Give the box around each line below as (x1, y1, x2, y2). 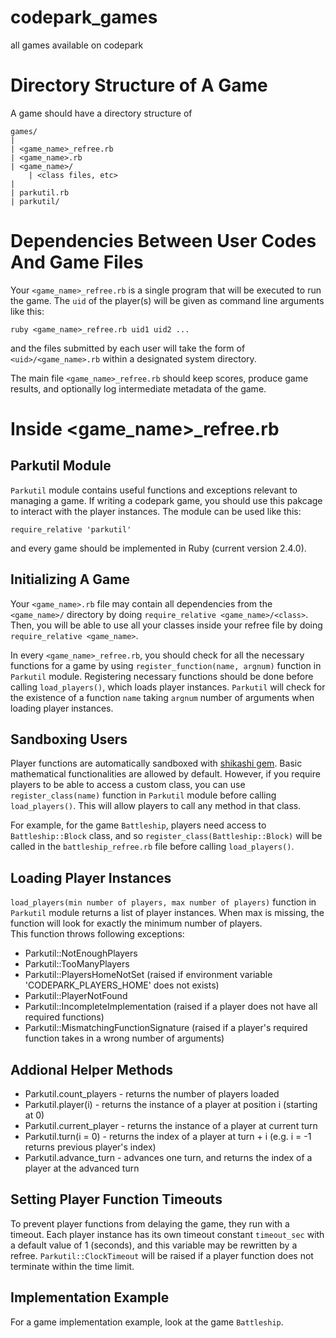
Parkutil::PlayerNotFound (24, 990, 128, 1002)
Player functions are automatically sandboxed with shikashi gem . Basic (10, 757, 303, 770)
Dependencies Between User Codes (10, 230, 317, 253)
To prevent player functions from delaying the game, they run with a (10, 1217, 290, 1230)
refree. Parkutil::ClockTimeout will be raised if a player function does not (10, 1249, 314, 1261)
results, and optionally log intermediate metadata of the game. (10, 382, 267, 395)
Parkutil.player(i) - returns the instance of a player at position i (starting (24, 1099, 318, 1111)
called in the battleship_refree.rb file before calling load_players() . (10, 841, 295, 853)
